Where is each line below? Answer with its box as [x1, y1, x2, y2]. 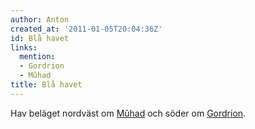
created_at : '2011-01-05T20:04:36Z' [10, 24, 163, 34]
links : [10, 42, 38, 53]
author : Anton [10, 14, 70, 25]
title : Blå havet [10, 80, 83, 90]
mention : [19, 52, 56, 62]
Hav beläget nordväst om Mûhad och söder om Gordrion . [10, 107, 247, 119]
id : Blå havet [10, 33, 70, 43]
